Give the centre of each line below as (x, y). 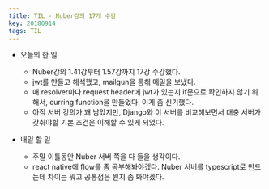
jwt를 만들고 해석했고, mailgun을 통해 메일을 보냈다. (114, 82)
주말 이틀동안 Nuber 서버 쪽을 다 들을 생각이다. (106, 157)
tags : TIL (25, 31)
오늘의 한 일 (39, 55)
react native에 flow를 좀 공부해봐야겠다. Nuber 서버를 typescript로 (139, 167)
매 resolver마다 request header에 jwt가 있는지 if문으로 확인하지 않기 (141, 92)
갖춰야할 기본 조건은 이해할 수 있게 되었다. (98, 123)
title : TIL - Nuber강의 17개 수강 (62, 16)
